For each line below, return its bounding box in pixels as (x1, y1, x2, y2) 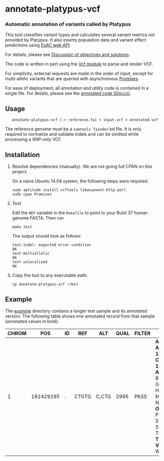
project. (12, 169, 28, 175)
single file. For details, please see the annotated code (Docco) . (5, 90, 131, 96)
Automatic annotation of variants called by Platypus (5, 21, 131, 28)
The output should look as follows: (12, 233, 82, 239)
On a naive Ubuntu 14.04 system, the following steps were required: (12, 178, 149, 184)
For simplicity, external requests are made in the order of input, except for (5, 71, 154, 77)
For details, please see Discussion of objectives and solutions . (5, 52, 130, 58)
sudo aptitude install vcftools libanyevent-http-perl (12, 188, 126, 193)
